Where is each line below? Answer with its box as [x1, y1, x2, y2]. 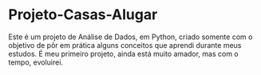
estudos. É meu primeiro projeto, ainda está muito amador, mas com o [8, 49, 239, 58]
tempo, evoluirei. [8, 57, 64, 67]
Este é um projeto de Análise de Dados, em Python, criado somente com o [8, 32, 253, 41]
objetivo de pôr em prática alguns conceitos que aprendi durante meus [8, 40, 242, 49]
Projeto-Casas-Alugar [8, 6, 158, 24]
